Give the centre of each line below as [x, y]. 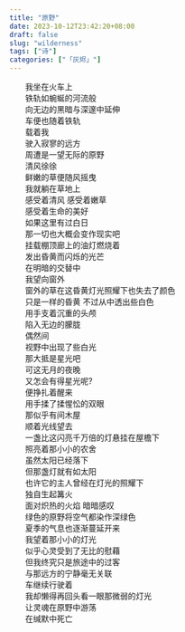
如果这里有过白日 [56, 222]
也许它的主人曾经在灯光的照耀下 [84, 483]
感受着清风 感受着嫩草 [65, 200]
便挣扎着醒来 [49, 392]
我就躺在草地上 [53, 188]
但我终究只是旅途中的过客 [72, 562]
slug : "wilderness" [46, 43]
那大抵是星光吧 [53, 358]
